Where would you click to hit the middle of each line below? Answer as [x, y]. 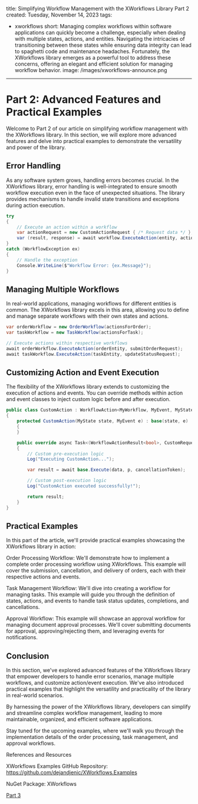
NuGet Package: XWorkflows [41, 784]
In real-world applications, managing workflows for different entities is [91, 304]
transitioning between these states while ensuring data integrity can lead [103, 45]
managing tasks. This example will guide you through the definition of [90, 595]
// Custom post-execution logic [67, 481]
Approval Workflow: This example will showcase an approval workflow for [96, 619]
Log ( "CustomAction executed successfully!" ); [84, 486]
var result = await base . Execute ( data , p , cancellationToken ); [106, 470]
